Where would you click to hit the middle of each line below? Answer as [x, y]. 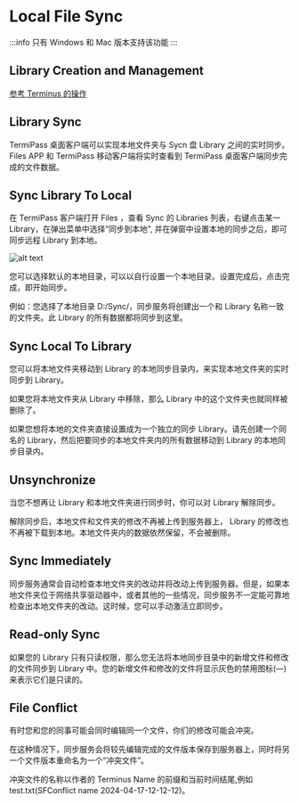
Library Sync [45, 122]
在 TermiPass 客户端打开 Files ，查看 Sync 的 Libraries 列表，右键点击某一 [145, 218]
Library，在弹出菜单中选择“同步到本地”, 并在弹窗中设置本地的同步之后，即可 [148, 229]
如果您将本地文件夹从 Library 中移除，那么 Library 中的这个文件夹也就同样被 [149, 399]
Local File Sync [66, 16]
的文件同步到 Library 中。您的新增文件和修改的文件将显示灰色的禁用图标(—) [148, 668]
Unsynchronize [53, 480]
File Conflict [44, 708]
